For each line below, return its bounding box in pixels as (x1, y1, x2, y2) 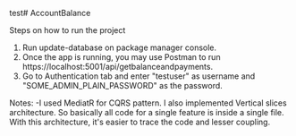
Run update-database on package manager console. (21, 42, 217, 53)
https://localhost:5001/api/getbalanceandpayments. (21, 62, 213, 72)
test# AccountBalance (9, 8, 91, 18)
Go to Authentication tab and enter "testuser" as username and (21, 71, 256, 81)
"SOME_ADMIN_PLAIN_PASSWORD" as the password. (21, 81, 224, 90)
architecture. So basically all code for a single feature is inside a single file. (9, 107, 284, 117)
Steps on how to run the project (9, 25, 126, 35)
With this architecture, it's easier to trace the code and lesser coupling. (9, 116, 271, 127)
